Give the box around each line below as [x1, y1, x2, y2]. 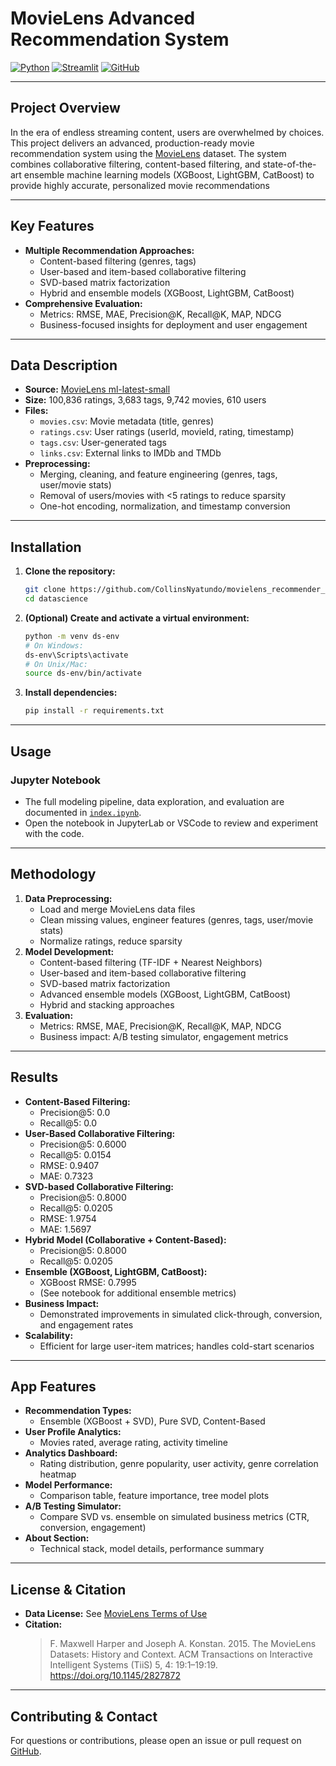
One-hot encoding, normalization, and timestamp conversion [39, 500, 291, 512]
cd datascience [24, 594, 89, 604]
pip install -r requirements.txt [24, 706, 165, 716]
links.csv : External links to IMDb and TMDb [39, 447, 222, 459]
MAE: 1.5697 [39, 1223, 92, 1235]
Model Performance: [24, 1479, 113, 1491]
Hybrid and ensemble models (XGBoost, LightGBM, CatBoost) [39, 287, 295, 299]
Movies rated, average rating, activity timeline [39, 1437, 228, 1449]
